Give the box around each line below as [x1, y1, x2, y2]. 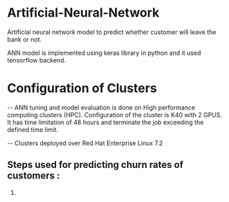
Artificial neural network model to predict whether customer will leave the [7, 28, 217, 36]
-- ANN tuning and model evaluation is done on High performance [7, 103, 196, 112]
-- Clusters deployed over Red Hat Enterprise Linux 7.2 [7, 139, 163, 147]
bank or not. [7, 35, 42, 43]
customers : [7, 170, 60, 182]
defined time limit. [7, 125, 59, 133]
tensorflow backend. [7, 56, 66, 64]
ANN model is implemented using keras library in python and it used [7, 49, 201, 57]
